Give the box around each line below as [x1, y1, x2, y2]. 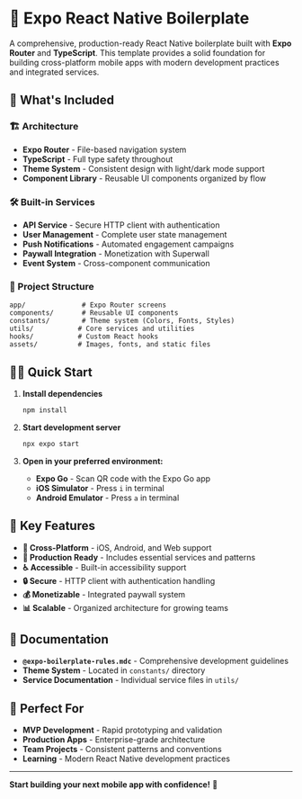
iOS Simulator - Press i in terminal [35, 482, 164, 493]
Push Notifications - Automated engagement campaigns [22, 238, 235, 249]
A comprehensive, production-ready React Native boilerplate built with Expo [9, 38, 292, 49]
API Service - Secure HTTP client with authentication [22, 220, 220, 230]
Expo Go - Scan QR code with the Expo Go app [35, 472, 211, 484]
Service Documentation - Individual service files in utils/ [22, 675, 240, 686]
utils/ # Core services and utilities [9, 324, 195, 334]
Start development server [22, 422, 121, 433]
